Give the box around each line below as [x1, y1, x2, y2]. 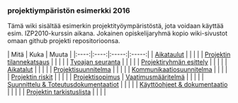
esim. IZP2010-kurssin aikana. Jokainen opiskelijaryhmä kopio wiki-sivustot [7, 29, 228, 37]
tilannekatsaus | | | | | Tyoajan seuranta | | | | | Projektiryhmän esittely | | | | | [7, 58, 228, 66]
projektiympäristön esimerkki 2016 [7, 6, 130, 16]
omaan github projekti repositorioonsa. [7, 37, 120, 45]
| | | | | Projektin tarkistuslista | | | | [7, 87, 106, 97]
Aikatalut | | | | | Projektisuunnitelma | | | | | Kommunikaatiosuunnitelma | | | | [7, 66, 228, 74]
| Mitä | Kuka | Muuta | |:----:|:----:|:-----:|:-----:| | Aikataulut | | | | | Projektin [7, 50, 231, 59]
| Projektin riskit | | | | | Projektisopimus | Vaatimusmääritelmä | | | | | [7, 73, 204, 81]
